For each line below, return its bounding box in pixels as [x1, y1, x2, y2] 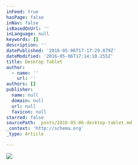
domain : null [11, 97, 44, 103]
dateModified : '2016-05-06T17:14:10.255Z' [6, 53, 114, 59]
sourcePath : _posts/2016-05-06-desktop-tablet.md [6, 120, 133, 126]
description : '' [6, 42, 47, 48]
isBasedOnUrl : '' [6, 25, 50, 32]
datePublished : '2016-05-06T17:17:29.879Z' [6, 48, 116, 54]
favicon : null [11, 109, 47, 115]
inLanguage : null [6, 31, 50, 37]
